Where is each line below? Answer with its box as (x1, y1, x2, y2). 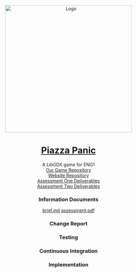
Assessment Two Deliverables (37, 183, 100, 189)
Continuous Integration (39, 248, 98, 254)
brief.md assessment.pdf (42, 207, 95, 213)
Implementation (48, 261, 89, 268)
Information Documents (38, 196, 99, 203)
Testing (59, 234, 78, 241)
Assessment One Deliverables (37, 178, 100, 184)
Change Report (49, 220, 88, 227)
